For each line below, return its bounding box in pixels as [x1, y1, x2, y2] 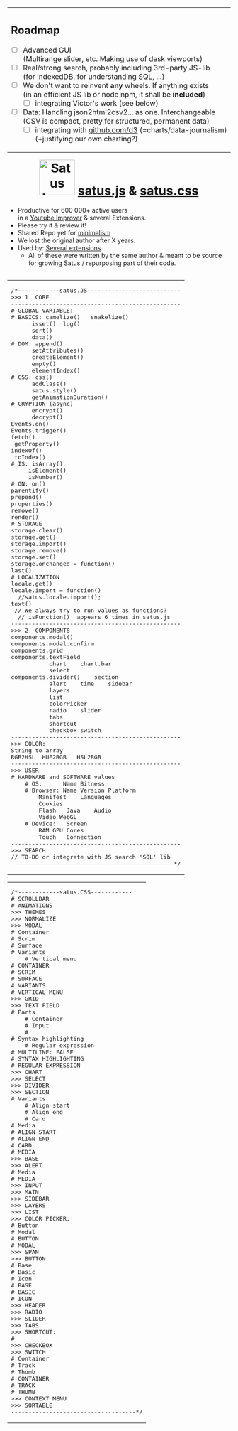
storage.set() [11, 553, 57, 561]
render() [11, 513, 39, 521]
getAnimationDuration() [31, 393, 108, 401]
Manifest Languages [38, 793, 112, 800]
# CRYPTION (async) [11, 400, 74, 407]
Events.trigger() [11, 427, 67, 434]
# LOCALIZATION [11, 573, 60, 581]
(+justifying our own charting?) [35, 134, 138, 144]
